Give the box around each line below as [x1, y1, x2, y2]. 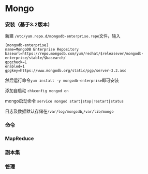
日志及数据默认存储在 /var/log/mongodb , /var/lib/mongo [5, 108, 114, 114]
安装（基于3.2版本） [5, 21, 53, 28]
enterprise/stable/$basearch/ [5, 55, 66, 61]
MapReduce [5, 135, 34, 142]
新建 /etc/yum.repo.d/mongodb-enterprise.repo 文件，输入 [5, 33, 121, 39]
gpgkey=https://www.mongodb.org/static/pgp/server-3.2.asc [5, 69, 127, 73]
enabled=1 [5, 64, 25, 69]
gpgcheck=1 [5, 60, 27, 65]
